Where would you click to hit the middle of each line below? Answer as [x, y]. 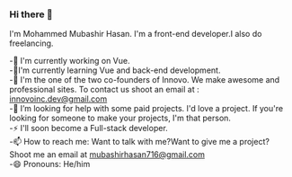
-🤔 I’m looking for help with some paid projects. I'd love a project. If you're [146, 109]
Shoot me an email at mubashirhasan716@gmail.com [107, 155]
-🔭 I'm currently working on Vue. [70, 61]
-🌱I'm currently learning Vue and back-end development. [115, 70]
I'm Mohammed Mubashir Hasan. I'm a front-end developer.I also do [136, 34]
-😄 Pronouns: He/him [50, 164]
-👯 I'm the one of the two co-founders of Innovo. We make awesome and [145, 80]
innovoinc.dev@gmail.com [58, 99]
